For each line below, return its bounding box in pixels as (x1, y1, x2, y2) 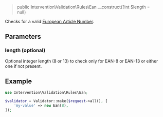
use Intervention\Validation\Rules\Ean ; (5, 90, 89, 95)
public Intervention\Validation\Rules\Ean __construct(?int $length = (17, 4, 150, 10)
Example (5, 77, 32, 86)
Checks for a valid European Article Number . (5, 19, 94, 24)
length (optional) (5, 47, 46, 54)
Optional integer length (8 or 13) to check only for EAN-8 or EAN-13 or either (5, 58, 158, 64)
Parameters (5, 32, 41, 41)
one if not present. (5, 63, 42, 69)
